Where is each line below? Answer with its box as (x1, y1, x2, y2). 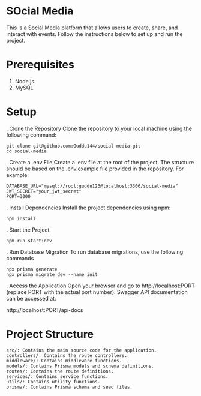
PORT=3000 (6, 193, 31, 199)
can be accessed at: (6, 295, 56, 302)
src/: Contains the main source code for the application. (6, 347, 157, 353)
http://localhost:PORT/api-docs (6, 306, 83, 313)
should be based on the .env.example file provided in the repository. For (6, 165, 184, 172)
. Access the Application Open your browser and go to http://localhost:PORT (6, 282, 195, 289)
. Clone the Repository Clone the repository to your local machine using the (6, 125, 192, 132)
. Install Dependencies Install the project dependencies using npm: (6, 204, 171, 211)
